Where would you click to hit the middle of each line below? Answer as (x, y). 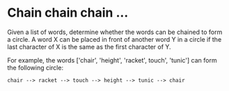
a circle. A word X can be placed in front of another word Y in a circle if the (114, 39)
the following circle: (35, 67)
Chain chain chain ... (68, 13)
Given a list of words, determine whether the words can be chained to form (115, 32)
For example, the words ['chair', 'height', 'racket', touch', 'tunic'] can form (112, 60)
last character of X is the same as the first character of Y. (89, 47)
